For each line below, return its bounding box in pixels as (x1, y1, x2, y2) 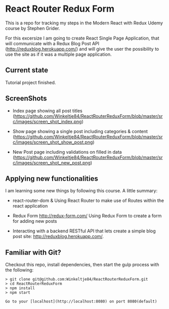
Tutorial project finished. (5, 79, 56, 85)
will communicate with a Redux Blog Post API (5, 40, 100, 46)
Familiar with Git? (5, 248, 62, 257)
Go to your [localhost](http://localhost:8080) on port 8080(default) (5, 299, 157, 304)
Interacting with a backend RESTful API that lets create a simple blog (12, 228, 156, 234)
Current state (5, 66, 49, 75)
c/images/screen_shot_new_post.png (12, 159, 91, 165)
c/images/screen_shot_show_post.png (12, 139, 93, 145)
